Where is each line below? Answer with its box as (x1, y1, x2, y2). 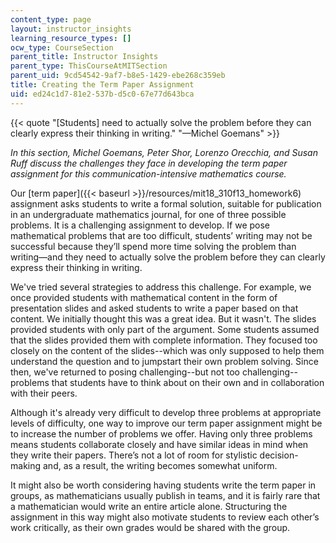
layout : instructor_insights (10, 24, 132, 34)
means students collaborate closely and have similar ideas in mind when (10, 438, 309, 450)
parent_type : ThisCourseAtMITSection (10, 61, 168, 71)
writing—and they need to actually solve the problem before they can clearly (10, 251, 326, 263)
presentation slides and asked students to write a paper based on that (10, 302, 299, 314)
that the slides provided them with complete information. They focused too (10, 334, 318, 346)
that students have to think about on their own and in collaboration (51, 376, 325, 388)
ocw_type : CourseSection (10, 42, 114, 53)
